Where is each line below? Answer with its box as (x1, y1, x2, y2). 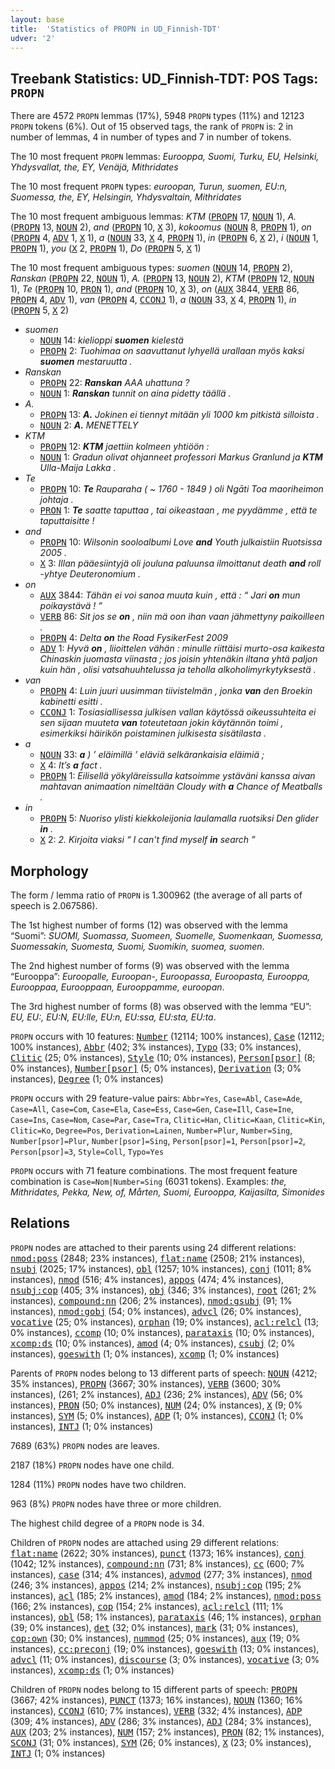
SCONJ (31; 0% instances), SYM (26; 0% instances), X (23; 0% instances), (10, 1736, 312, 1748)
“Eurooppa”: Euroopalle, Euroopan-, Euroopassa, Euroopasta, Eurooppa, (10, 971, 311, 982)
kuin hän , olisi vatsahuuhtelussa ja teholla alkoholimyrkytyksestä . (39, 664, 317, 676)
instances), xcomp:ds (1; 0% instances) (10, 1664, 175, 1676)
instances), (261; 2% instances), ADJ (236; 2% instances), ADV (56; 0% (10, 1388, 304, 1400)
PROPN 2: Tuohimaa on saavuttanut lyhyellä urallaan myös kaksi (39, 345, 305, 357)
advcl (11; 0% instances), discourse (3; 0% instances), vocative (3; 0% (10, 1653, 320, 1665)
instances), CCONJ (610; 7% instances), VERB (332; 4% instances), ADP (10, 1704, 303, 1716)
